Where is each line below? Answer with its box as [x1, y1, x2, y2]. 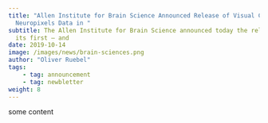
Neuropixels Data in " [15, 19, 91, 27]
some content [8, 107, 54, 117]
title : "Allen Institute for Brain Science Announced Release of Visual [8, 11, 255, 20]
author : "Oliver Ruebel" [8, 56, 91, 64]
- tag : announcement [22, 71, 91, 79]
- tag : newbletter [22, 78, 84, 86]
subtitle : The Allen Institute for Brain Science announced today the [8, 26, 248, 34]
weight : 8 [8, 85, 41, 94]
